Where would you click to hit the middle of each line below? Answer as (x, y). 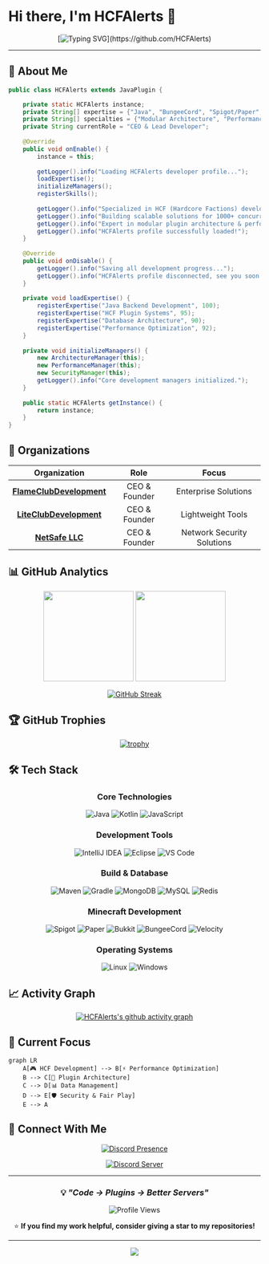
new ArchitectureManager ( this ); (91, 358)
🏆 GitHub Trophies (57, 720)
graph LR (23, 1061)
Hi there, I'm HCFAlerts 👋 (92, 16)
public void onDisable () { (68, 261)
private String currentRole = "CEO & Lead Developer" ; (116, 127)
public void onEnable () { (66, 149)
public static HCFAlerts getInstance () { (92, 403)
